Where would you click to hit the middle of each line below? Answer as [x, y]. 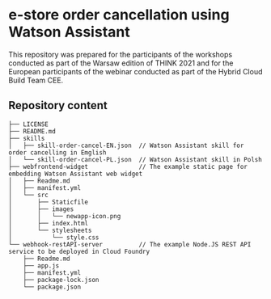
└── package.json [52, 287]
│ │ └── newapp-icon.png [65, 216]
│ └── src [28, 195]
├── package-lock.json [61, 280]
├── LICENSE [28, 124]
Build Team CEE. [36, 80]
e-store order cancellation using [119, 15]
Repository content [58, 105]
